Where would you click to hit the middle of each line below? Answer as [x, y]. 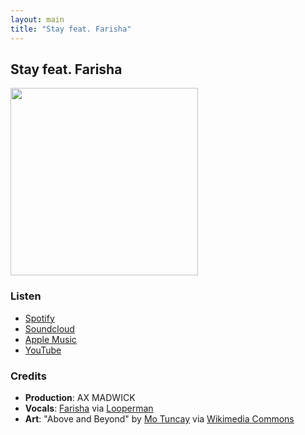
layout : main [37, 19]
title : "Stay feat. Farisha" [71, 29]
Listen [26, 296]
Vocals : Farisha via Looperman [89, 408]
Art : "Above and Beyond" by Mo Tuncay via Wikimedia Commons [159, 418]
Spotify [39, 318]
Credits [28, 376]
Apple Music [50, 339]
